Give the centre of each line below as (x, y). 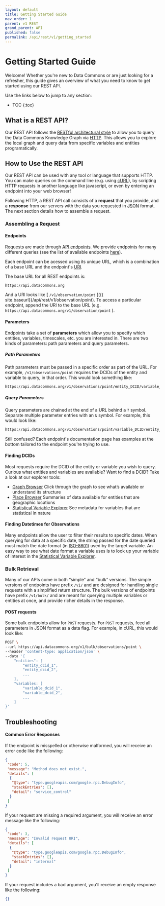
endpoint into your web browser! (38, 191)
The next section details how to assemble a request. (58, 211)
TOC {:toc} (23, 105)
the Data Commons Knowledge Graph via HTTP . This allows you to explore (81, 137)
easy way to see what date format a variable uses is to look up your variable (82, 551)
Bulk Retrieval (22, 569)
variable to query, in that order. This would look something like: (69, 377)
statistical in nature (31, 513)
